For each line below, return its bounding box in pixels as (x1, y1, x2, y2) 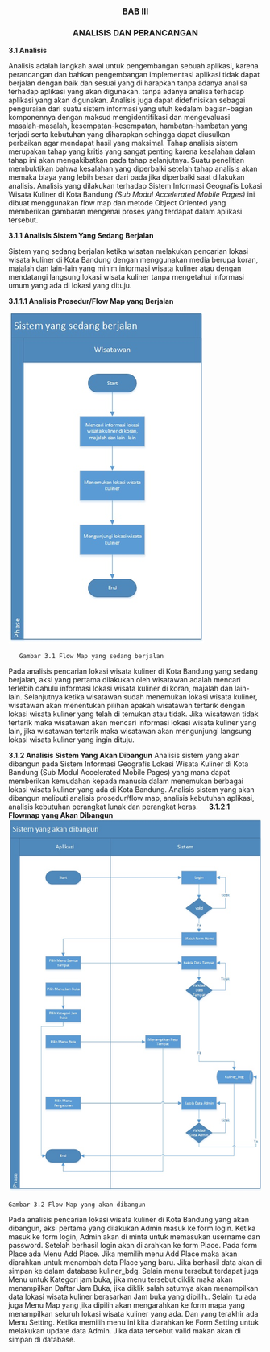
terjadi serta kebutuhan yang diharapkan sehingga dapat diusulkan (8, 130, 231, 139)
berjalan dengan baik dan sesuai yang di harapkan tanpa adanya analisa (8, 78, 248, 88)
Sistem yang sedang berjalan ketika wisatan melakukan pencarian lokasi (8, 247, 248, 256)
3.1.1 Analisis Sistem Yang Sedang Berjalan (8, 231, 155, 241)
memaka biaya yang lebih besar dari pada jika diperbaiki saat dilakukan (8, 172, 245, 182)
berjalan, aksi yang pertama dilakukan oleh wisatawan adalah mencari (8, 675, 241, 685)
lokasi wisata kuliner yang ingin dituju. (8, 735, 135, 744)
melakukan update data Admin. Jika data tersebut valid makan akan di (8, 1325, 242, 1335)
